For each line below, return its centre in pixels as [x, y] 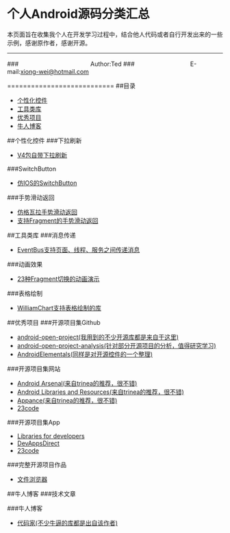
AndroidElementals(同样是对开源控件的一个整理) [85, 354]
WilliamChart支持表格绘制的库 [59, 308]
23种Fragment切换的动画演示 [58, 279]
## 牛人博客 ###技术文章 [42, 493]
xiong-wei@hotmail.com [54, 71]
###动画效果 [25, 264]
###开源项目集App [34, 422]
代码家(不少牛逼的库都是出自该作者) [67, 523]
